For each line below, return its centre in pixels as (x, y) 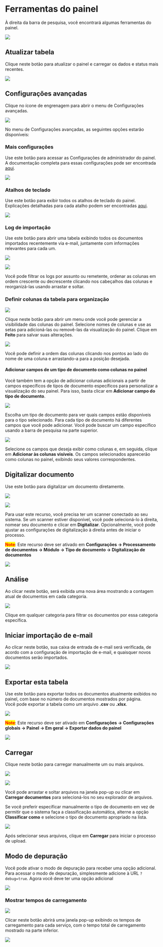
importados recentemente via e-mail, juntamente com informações (72, 243)
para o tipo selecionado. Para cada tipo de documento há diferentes (73, 420)
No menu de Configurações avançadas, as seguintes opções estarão (74, 129)
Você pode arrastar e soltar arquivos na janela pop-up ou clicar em (72, 792)
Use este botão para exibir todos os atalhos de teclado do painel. (71, 201)
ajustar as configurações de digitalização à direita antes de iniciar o (73, 530)
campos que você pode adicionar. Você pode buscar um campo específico (81, 425)
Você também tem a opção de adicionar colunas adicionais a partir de (75, 380)
